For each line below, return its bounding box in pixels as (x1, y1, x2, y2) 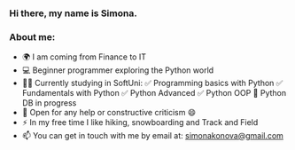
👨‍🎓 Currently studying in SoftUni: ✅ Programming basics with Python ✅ (21, 78, 283, 89)
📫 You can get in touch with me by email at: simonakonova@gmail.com (21, 130, 283, 141)
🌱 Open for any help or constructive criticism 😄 (21, 107, 197, 118)
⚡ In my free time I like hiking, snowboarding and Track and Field (21, 117, 259, 128)
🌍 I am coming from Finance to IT (21, 51, 146, 62)
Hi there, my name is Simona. (9, 7, 137, 20)
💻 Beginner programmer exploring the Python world (21, 65, 214, 75)
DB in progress (21, 98, 77, 108)
